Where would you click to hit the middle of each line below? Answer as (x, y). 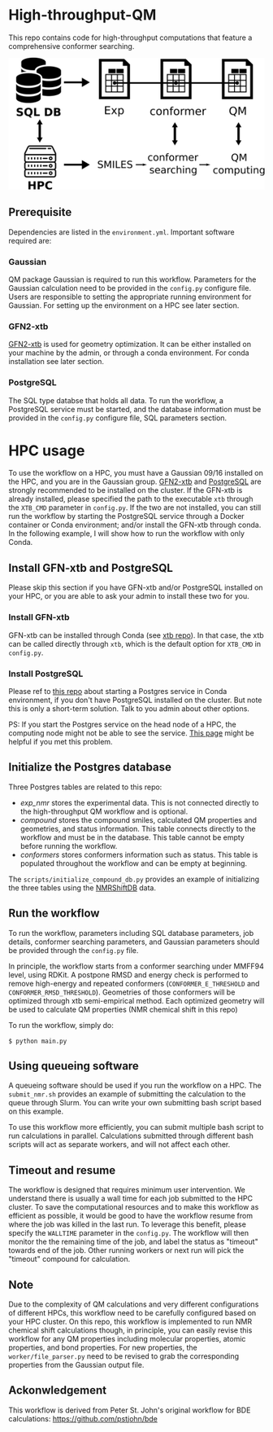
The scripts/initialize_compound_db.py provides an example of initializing (134, 879)
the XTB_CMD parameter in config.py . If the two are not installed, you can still (135, 507)
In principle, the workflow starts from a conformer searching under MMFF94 (136, 966)
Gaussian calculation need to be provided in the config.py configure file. (130, 288)
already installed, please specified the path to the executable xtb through (131, 499)
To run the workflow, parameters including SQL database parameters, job (131, 933)
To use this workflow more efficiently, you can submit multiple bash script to (136, 1127)
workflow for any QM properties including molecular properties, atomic (127, 1338)
